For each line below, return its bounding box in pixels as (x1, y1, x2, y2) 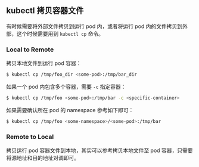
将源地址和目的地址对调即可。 (6, 154, 79, 162)
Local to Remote (6, 45, 54, 54)
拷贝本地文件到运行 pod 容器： (6, 60, 82, 67)
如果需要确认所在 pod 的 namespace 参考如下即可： (6, 106, 134, 113)
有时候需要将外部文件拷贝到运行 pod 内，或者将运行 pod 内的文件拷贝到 (6, 23, 183, 30)
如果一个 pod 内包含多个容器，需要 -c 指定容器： (6, 83, 126, 90)
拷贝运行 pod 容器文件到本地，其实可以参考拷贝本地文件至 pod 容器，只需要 (6, 147, 193, 154)
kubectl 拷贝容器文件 (6, 5, 84, 16)
